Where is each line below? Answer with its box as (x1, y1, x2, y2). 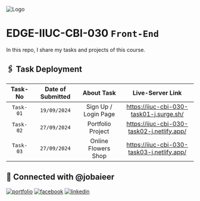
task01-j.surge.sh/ (130, 110, 184, 118)
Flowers (88, 144, 111, 152)
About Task (82, 88, 116, 97)
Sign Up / (86, 102, 112, 110)
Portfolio (87, 119, 111, 128)
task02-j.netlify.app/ (127, 127, 186, 135)
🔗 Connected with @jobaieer (6, 172, 115, 182)
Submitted (40, 92, 71, 101)
